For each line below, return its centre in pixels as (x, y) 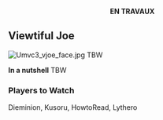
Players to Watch (41, 90)
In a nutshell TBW (37, 70)
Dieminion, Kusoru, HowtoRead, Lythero (73, 107)
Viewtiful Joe (41, 36)
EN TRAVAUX (132, 11)
